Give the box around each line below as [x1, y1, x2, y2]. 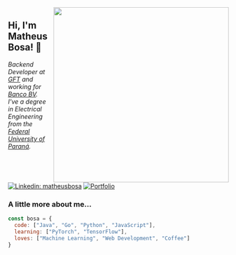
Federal [8, 127, 30, 135]
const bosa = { [8, 215, 53, 223]
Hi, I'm [8, 20, 37, 32]
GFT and [8, 75, 34, 83]
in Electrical [8, 104, 42, 113]
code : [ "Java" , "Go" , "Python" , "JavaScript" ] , [14, 222, 156, 229]
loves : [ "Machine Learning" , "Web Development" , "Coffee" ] [14, 235, 190, 242]
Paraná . [8, 142, 31, 150]
